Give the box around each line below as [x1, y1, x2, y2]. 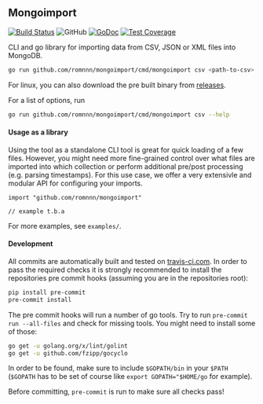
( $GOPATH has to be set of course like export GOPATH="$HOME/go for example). [8, 372, 253, 381]
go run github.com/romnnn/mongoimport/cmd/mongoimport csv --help [8, 110, 230, 119]
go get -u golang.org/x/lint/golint [8, 342, 128, 350]
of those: [8, 326, 38, 336]
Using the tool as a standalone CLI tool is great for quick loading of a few [8, 145, 243, 154]
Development [8, 239, 53, 248]
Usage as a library [8, 127, 68, 137]
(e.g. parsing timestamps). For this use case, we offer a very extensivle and [8, 170, 252, 179]
